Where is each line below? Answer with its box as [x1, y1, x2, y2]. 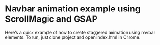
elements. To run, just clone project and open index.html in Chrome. [5, 34, 141, 40]
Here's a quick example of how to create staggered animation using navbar [5, 29, 155, 35]
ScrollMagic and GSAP [5, 13, 98, 24]
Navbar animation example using [5, 3, 141, 14]
